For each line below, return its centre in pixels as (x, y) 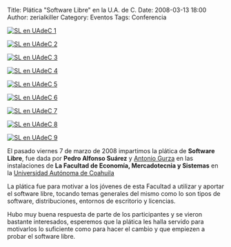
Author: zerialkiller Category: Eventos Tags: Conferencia (87, 17)
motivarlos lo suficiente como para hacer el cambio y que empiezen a (106, 229)
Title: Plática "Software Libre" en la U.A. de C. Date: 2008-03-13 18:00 (107, 10)
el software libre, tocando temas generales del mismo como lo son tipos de (114, 194)
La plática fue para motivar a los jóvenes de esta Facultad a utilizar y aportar (115, 186)
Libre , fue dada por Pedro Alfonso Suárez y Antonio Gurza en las (100, 158)
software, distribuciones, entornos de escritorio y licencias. (91, 201)
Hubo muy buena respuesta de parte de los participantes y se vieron (105, 214)
